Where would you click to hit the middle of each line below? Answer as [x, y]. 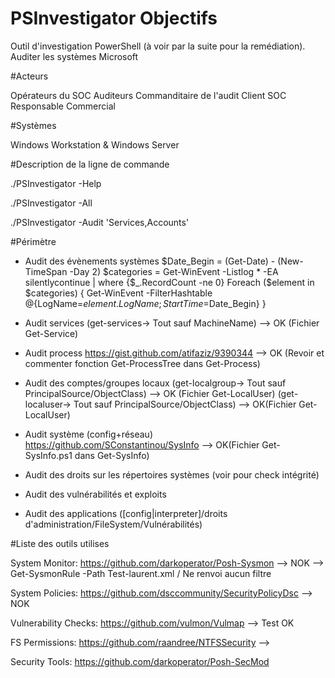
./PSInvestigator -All [51, 203]
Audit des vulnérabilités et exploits [95, 494]
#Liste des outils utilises [60, 543]
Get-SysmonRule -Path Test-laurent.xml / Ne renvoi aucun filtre [141, 573]
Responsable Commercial [63, 106]
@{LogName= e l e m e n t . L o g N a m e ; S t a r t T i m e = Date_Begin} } [145, 303]
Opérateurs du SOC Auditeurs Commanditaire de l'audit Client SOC [148, 95]
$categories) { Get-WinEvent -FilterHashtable [118, 293]
